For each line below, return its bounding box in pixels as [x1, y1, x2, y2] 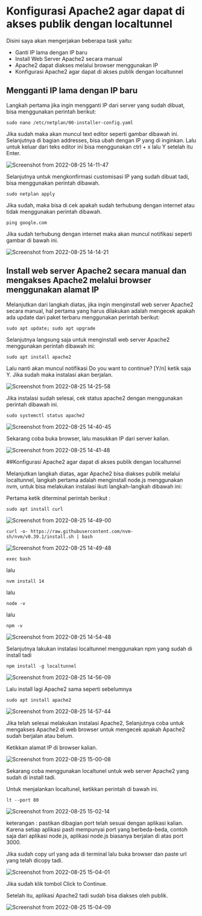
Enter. [6, 149, 21, 156]
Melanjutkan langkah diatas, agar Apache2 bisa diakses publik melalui [6, 470, 180, 477]
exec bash [6, 556, 31, 562]
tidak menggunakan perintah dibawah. [6, 208, 102, 215]
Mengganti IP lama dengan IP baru [6, 86, 138, 96]
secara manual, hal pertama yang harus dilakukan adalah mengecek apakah [6, 307, 195, 315]
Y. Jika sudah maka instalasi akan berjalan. [6, 371, 113, 378]
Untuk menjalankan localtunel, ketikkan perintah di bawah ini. [6, 785, 159, 792]
